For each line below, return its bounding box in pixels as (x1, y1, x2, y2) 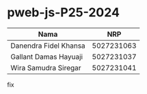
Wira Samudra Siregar (10, 63, 81, 72)
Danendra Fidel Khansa (10, 41, 85, 50)
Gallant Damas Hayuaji (10, 52, 83, 61)
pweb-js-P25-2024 (7, 5, 120, 20)
